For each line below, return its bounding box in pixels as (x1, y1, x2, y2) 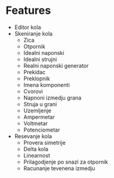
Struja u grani (23, 100, 57, 107)
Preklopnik (23, 75, 51, 82)
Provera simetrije (23, 139, 66, 146)
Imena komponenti (23, 81, 70, 88)
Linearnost (23, 151, 51, 159)
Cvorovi (23, 87, 43, 95)
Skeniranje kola (14, 30, 52, 37)
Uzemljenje (23, 107, 52, 114)
